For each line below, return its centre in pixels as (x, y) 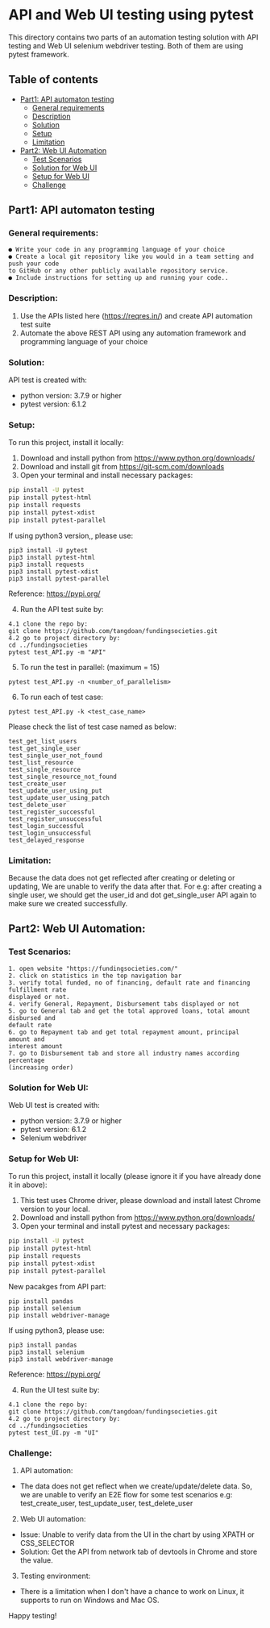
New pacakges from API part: (57, 1286)
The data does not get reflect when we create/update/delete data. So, (136, 1486)
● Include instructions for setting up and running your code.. (118, 278)
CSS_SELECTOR (47, 1543)
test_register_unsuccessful (56, 819)
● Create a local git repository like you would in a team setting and (131, 257)
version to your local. (55, 1209)
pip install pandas (41, 1301)
